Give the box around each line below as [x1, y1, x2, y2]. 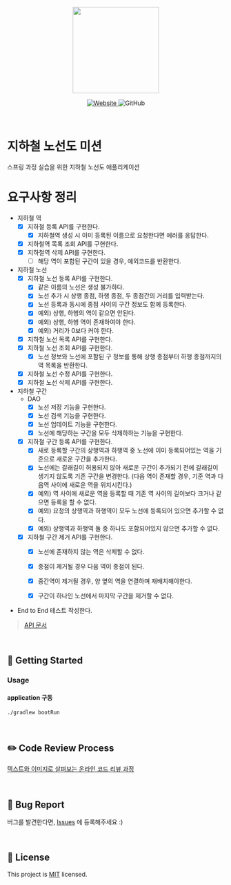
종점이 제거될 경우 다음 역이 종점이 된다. [37, 562, 145, 570]
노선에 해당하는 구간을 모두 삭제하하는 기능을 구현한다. [37, 429, 184, 437]
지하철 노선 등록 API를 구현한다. [27, 274, 113, 283]
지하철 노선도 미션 [7, 139, 102, 155]
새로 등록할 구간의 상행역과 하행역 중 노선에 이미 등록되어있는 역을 [37, 446, 215, 455]
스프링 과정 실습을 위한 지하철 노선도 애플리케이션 [7, 162, 140, 171]
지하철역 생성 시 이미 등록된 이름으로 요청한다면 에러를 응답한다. [37, 231, 209, 239]
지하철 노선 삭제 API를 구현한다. [27, 378, 113, 386]
